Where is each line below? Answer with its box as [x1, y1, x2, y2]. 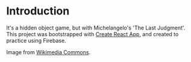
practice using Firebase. [6, 37, 66, 44]
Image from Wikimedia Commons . [6, 48, 91, 55]
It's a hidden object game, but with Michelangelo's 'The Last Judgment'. [6, 24, 186, 31]
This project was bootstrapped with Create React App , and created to [6, 30, 179, 37]
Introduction [6, 4, 70, 18]
